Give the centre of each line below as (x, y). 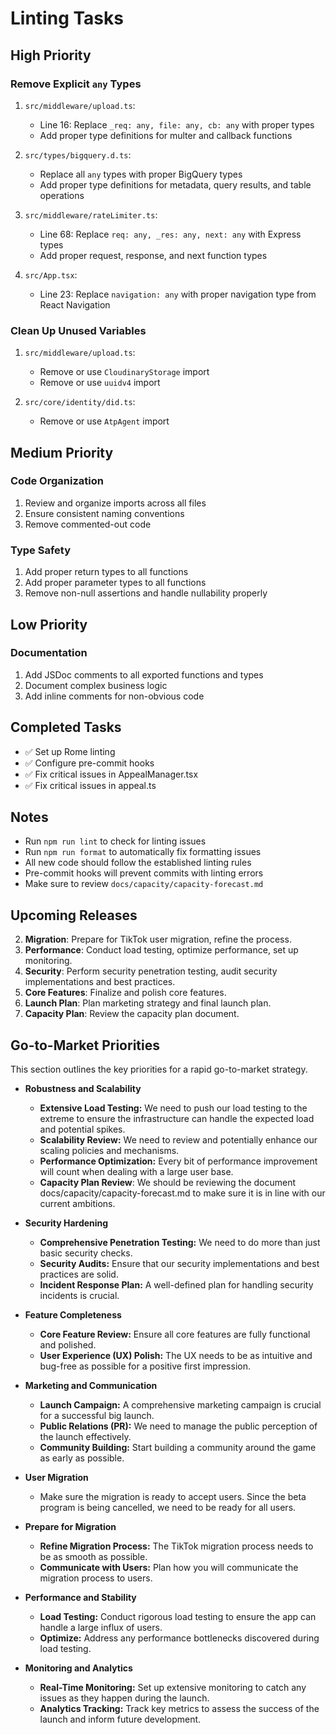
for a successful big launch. (97, 1416)
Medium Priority (62, 452)
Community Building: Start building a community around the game (178, 1448)
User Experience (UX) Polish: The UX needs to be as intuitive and (176, 1356)
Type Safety (40, 550)
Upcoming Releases (74, 915)
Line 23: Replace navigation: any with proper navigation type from (178, 294)
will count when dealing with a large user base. (136, 1172)
